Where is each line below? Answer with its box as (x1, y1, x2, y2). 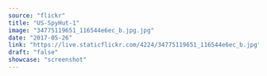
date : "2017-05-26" (8, 33, 73, 42)
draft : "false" (8, 48, 59, 56)
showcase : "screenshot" (8, 56, 87, 64)
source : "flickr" (8, 11, 66, 20)
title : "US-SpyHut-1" (8, 19, 80, 27)
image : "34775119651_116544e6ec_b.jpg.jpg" (8, 26, 155, 34)
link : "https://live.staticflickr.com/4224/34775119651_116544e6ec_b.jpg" (8, 41, 261, 49)
